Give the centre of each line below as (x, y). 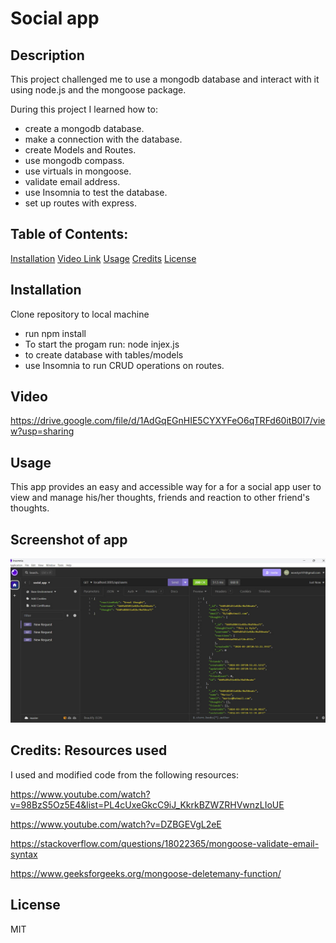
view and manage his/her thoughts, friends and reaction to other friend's (160, 498)
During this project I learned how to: (84, 109)
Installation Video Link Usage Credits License (103, 258)
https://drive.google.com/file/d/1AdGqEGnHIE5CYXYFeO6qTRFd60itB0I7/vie (168, 421)
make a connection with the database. (103, 139)
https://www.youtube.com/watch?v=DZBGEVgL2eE (116, 824)
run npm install (55, 333)
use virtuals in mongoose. (78, 171)
